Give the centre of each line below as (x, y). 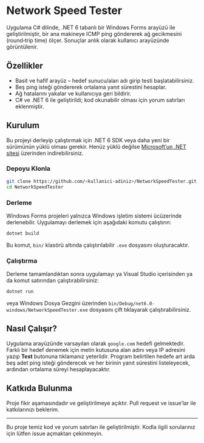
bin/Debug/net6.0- (131, 304)
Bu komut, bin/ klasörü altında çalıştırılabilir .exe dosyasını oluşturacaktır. (98, 245)
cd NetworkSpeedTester (35, 187)
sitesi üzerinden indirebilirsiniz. (45, 153)
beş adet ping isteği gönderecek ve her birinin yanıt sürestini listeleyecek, (98, 363)
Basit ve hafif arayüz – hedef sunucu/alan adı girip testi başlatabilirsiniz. (104, 80)
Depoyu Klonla (28, 169)
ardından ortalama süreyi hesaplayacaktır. (59, 369)
